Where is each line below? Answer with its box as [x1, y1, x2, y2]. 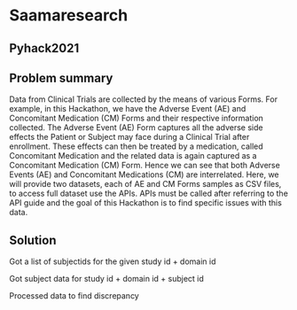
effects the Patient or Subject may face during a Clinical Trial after [9, 132, 250, 143]
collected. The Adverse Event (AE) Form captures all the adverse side [9, 122, 263, 133]
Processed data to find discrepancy [9, 291, 139, 301]
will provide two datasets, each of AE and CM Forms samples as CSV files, [9, 179, 282, 190]
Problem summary [9, 70, 113, 85]
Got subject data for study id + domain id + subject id [9, 274, 204, 284]
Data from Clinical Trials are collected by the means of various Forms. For [9, 94, 277, 105]
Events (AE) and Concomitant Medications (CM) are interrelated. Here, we [9, 169, 279, 180]
